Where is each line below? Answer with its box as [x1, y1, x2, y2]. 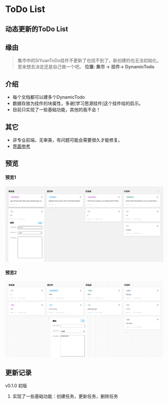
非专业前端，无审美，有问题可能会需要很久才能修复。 [12, 137, 123, 143]
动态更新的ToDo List [5, 25, 69, 33]
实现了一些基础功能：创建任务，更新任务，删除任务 [12, 393, 118, 399]
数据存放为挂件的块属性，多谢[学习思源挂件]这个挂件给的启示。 [12, 100, 144, 106]
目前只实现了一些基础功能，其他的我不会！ [12, 107, 101, 113]
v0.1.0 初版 [5, 382, 28, 389]
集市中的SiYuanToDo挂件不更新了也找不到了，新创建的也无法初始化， [17, 58, 161, 64]
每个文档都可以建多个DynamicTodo [12, 94, 85, 100]
